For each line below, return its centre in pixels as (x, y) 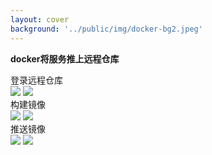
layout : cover (40, 19)
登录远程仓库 (36, 80)
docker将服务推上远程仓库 (65, 58)
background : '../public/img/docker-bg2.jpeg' (106, 29)
